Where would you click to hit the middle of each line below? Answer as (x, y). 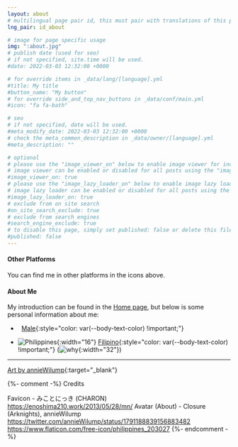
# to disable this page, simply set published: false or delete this (112, 230)
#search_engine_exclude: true (52, 223)
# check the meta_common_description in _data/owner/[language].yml (110, 138)
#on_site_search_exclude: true (53, 210)
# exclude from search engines (53, 217)
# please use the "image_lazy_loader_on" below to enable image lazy (112, 184)
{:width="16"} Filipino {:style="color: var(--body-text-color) (142, 342)
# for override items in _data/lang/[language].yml (85, 79)
